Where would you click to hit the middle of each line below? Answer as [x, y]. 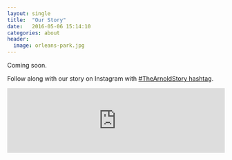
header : [18, 39]
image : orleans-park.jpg [49, 46]
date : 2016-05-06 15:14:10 [49, 26]
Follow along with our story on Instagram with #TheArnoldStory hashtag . [110, 79]
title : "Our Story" [37, 20]
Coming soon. [27, 65]
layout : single [29, 13]
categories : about [33, 33]
